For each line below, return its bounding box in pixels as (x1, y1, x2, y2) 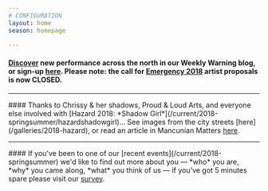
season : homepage (8, 26, 66, 34)
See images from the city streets (127, 117, 235, 127)
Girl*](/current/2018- (150, 108, 219, 118)
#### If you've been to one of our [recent (8, 148, 145, 158)
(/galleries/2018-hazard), (8, 125, 90, 135)
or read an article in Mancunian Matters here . (91, 125, 241, 135)
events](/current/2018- (146, 148, 222, 158)
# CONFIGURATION (8, 11, 62, 20)
